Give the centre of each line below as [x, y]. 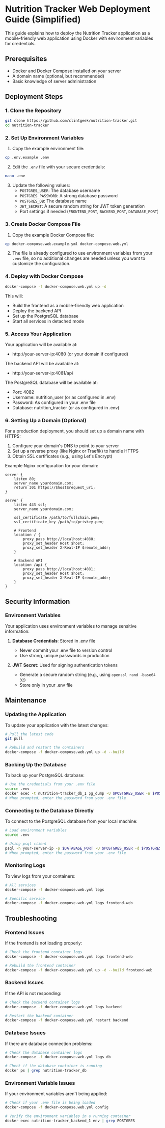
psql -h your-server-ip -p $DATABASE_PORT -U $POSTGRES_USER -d [72, 848]
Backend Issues [25, 983]
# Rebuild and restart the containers [45, 748]
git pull [14, 739]
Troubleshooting [31, 918]
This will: [14, 296]
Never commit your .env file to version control [66, 650]
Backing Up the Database [36, 764]
